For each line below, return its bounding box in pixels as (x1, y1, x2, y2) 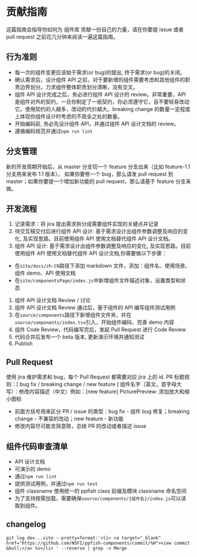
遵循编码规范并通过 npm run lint (14, 127, 93, 134)
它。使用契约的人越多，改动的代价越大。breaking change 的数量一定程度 (14, 105, 191, 112)
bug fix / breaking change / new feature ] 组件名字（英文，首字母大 (19, 381, 182, 388)
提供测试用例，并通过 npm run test (14, 480, 98, 487)
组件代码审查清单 (6, 441, 68, 451)
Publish (14, 340, 33, 347)
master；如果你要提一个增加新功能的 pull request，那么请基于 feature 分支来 (6, 177, 191, 185)
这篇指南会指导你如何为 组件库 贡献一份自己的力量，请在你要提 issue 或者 (6, 26, 184, 33)
